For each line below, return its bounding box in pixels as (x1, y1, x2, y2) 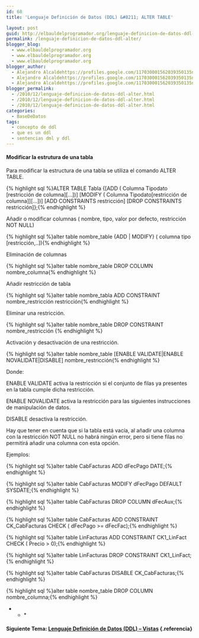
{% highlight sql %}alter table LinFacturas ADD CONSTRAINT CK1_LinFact (6, 534, 187, 541)
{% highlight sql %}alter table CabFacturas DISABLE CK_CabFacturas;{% (6, 570, 185, 577)
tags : (6, 119, 20, 125)
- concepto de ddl (11, 124, 57, 131)
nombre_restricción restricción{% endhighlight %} (6, 298, 129, 305)
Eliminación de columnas (6, 251, 67, 258)
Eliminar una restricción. (6, 309, 65, 317)
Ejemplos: (6, 451, 31, 458)
